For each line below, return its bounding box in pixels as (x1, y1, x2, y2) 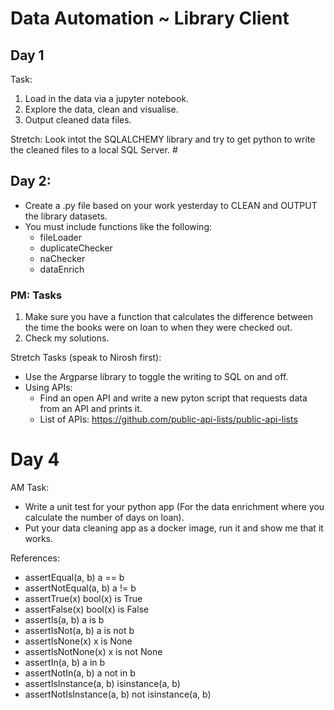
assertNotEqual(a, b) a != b (24, 582, 137, 594)
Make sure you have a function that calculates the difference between (24, 311, 313, 323)
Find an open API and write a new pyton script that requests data (39, 392, 308, 404)
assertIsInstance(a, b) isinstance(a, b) (24, 678, 181, 690)
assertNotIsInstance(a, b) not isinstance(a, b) (24, 688, 212, 701)
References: (10, 552, 60, 564)
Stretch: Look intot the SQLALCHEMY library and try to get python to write (10, 133, 316, 145)
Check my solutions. (24, 332, 110, 344)
